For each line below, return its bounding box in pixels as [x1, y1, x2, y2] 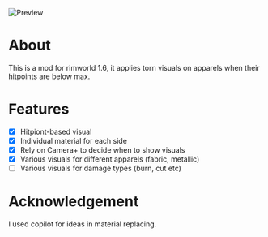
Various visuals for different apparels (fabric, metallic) [19, 154, 200, 164]
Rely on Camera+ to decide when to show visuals [19, 145, 185, 154]
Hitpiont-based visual [19, 127, 92, 136]
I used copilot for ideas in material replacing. [8, 219, 157, 229]
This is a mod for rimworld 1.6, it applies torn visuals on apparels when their [8, 62, 261, 72]
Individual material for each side [19, 136, 128, 145]
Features [8, 100, 70, 118]
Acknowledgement [8, 192, 139, 211]
